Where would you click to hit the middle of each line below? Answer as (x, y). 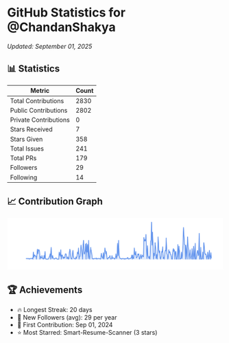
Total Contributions (37, 100)
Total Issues (27, 148)
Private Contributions (40, 120)
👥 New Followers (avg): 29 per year (67, 318)
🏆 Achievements (45, 290)
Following (24, 177)
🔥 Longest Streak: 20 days (55, 310)
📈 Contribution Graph (55, 202)
